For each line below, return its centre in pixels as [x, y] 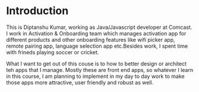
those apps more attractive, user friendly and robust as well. [80, 82]
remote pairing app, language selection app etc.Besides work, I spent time [97, 46]
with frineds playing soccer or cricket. [53, 52]
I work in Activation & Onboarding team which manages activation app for [96, 33]
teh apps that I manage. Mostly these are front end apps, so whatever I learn [100, 70]
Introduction [37, 11]
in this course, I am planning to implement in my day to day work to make [96, 76]
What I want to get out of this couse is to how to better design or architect [97, 64]
